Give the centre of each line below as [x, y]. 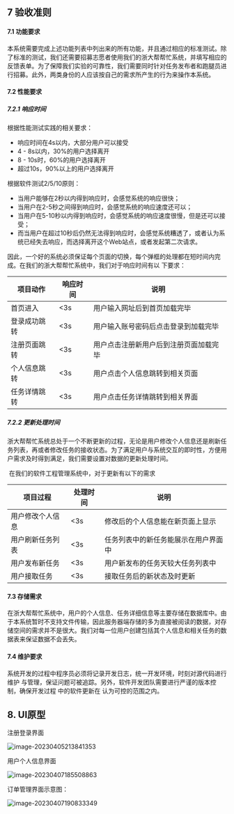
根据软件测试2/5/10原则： [44, 184]
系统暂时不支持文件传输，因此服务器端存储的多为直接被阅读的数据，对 [120, 622]
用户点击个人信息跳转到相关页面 [146, 373]
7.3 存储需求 [25, 596]
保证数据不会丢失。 [53, 639]
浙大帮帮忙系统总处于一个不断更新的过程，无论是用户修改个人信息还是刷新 [114, 441]
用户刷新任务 [32, 540]
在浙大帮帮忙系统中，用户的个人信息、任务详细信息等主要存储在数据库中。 [114, 613]
